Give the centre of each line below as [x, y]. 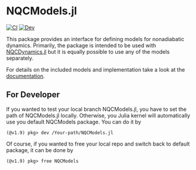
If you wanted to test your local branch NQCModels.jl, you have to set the [97, 109]
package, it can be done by [40, 150]
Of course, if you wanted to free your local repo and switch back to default [98, 144]
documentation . [26, 76]
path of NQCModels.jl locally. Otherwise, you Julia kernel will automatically [98, 115]
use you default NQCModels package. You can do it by [74, 122]
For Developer [33, 95]
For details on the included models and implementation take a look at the [96, 69]
